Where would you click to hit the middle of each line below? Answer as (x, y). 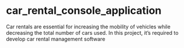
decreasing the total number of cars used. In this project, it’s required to (92, 32)
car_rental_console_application (84, 11)
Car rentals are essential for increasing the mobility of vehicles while (88, 27)
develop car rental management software (56, 39)
